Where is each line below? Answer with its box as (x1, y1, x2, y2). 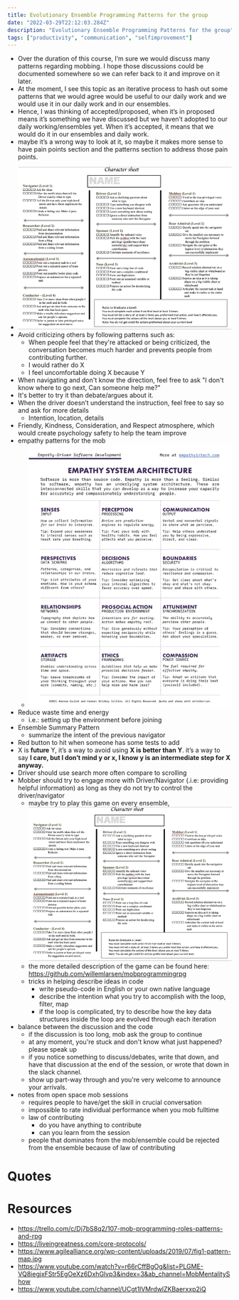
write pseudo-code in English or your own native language (38, 985, 211, 993)
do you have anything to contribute (38, 1121, 142, 1129)
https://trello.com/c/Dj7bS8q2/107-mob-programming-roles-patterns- (17, 1225, 223, 1233)
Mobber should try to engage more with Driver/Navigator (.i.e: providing (17, 776, 229, 784)
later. (17, 77, 33, 85)
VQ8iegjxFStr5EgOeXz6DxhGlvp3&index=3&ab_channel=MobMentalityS (17, 1270, 230, 1279)
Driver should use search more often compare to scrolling (17, 768, 187, 777)
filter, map (38, 1000, 69, 1008)
